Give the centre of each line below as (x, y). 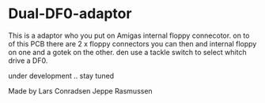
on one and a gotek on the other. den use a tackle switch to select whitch (127, 52)
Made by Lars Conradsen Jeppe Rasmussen (80, 90)
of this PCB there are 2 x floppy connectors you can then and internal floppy (132, 43)
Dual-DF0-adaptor (70, 14)
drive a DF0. (28, 61)
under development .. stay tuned (61, 75)
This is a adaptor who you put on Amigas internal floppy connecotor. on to (129, 35)
